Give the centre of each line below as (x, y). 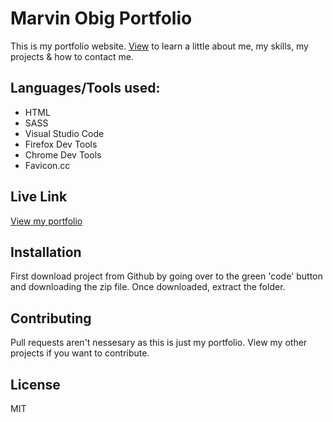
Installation (46, 252)
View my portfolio (46, 221)
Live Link (39, 197)
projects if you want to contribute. (80, 353)
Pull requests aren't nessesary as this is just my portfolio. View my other (159, 343)
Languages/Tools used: (85, 88)
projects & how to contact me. (72, 56)
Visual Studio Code (64, 133)
